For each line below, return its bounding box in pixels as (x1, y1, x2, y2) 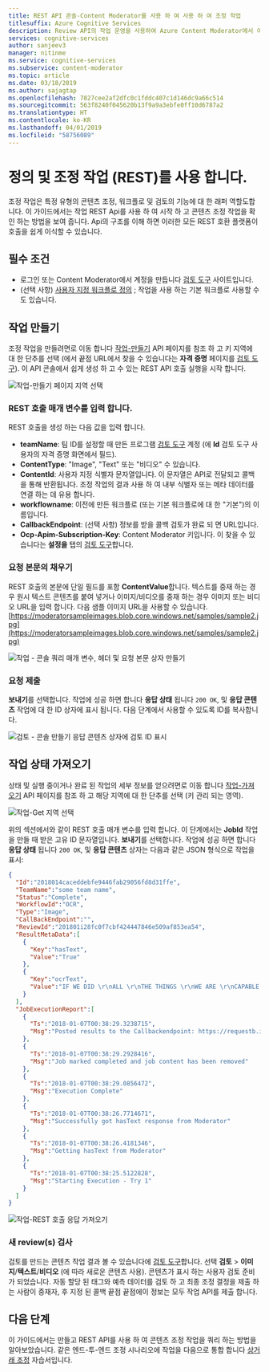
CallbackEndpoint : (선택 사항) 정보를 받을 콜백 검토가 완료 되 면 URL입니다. (19, 519, 259, 530)
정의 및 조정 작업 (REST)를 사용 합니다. (8, 168, 248, 186)
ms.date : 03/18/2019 (8, 79, 78, 87)
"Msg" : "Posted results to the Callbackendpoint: (29, 1028, 195, 1036)
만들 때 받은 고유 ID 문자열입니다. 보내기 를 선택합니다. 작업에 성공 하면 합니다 (16, 834, 256, 844)
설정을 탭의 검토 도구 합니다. (47, 539, 134, 550)
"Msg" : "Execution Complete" (29, 1087, 124, 1096)
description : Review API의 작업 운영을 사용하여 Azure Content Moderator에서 (8, 26, 254, 35)
